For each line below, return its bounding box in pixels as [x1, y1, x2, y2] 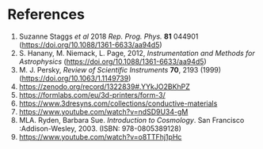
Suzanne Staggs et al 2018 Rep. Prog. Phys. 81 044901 [18, 32, 199, 41]
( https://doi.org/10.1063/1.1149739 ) [18, 73, 131, 83]
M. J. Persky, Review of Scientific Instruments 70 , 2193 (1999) [18, 65, 222, 74]
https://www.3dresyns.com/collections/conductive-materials [18, 99, 218, 108]
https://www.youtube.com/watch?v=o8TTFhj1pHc [18, 132, 182, 141]
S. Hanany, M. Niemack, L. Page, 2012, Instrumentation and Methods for [18, 48, 255, 58]
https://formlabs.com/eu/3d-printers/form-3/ [18, 90, 166, 99]
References [7, 6, 85, 24]
